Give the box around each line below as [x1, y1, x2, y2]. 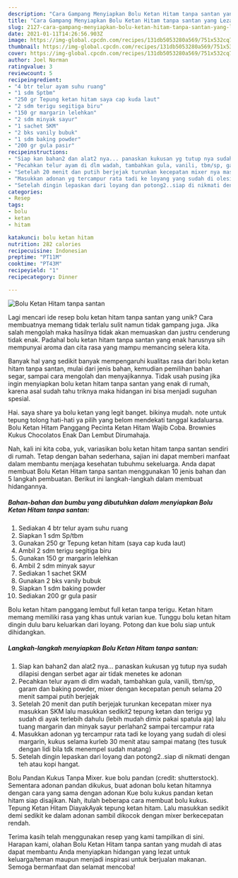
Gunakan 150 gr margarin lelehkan [18, 553, 119, 562]
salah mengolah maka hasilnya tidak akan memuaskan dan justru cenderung [8, 327, 230, 337]
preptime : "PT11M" [8, 254, 62, 261]
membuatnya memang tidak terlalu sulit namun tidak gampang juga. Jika [8, 320, 219, 329]
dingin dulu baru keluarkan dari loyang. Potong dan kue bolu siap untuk [8, 620, 215, 629]
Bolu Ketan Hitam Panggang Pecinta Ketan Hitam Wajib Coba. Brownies [8, 423, 216, 432]
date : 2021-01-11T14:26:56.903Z [8, 30, 103, 38]
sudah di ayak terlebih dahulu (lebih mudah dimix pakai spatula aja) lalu [18, 714, 227, 723]
